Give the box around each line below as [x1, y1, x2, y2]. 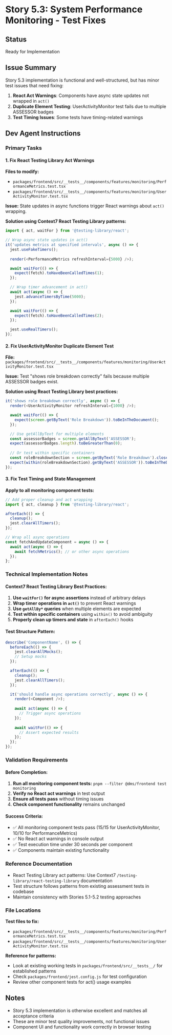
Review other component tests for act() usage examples [12, 979, 132, 985]
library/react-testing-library [12, 878, 80, 884]
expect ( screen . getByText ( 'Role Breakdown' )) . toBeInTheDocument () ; [14, 417, 159, 422]
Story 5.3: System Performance [5, 4, 143, 15]
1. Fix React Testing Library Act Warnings [5, 157, 95, 163]
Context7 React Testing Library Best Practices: [5, 583, 107, 590]
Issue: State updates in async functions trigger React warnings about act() [5, 203, 165, 209]
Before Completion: [5, 769, 48, 775]
